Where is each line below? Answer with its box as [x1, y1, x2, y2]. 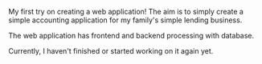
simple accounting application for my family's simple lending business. [8, 15, 243, 25]
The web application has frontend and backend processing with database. [8, 31, 255, 40]
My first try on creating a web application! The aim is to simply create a [8, 7, 244, 16]
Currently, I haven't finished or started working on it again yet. [8, 46, 214, 55]
